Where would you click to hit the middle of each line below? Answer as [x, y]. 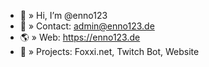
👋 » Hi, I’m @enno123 [63, 15]
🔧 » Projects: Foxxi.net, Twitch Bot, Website [109, 51]
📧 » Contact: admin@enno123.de [87, 26]
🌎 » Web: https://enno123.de [80, 37]
